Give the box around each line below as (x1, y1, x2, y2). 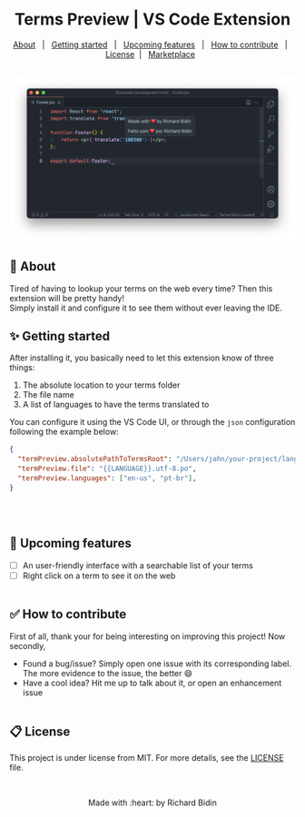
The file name (22, 389, 74, 400)
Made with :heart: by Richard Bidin (87, 797, 218, 808)
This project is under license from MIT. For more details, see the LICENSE (9, 753, 284, 763)
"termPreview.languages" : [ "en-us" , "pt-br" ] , (17, 474, 197, 483)
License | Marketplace (105, 48, 195, 59)
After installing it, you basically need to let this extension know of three (9, 352, 274, 363)
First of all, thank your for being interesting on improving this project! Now (9, 631, 286, 642)
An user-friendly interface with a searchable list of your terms (22, 559, 254, 571)
